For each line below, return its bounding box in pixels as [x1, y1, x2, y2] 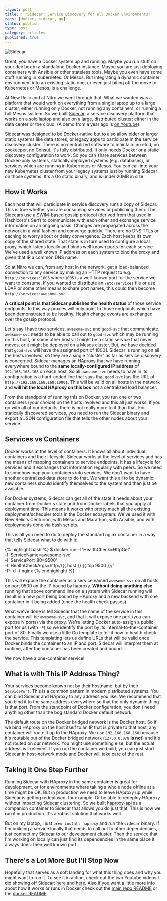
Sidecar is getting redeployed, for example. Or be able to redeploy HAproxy [5, 795, 160, 801]
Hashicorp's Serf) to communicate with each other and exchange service [5, 217, 156, 223]
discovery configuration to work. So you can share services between [5, 152, 147, 158]
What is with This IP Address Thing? [5, 669, 120, 678]
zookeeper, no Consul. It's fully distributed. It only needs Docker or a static [5, 147, 159, 153]
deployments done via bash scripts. [5, 522, 79, 528]
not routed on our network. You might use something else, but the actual [5, 740, 154, 746]
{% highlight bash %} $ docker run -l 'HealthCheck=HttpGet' [5, 546, 131, 552]
